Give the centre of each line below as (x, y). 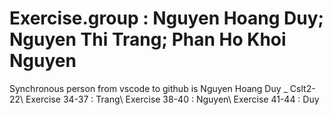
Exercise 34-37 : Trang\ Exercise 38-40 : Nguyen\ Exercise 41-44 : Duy (172, 99)
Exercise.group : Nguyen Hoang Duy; (167, 18)
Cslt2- (302, 88)
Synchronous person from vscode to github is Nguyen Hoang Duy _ (148, 88)
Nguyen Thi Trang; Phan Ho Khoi (148, 39)
